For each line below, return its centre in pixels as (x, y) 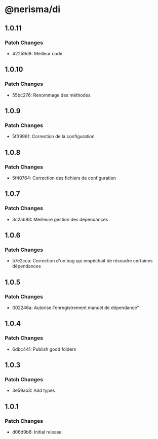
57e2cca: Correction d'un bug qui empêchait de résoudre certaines (82, 261)
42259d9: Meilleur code (37, 53)
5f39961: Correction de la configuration (53, 137)
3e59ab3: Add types (33, 391)
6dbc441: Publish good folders (44, 349)
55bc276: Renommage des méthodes (51, 95)
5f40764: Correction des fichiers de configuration (64, 178)
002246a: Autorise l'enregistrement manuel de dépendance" (76, 308)
